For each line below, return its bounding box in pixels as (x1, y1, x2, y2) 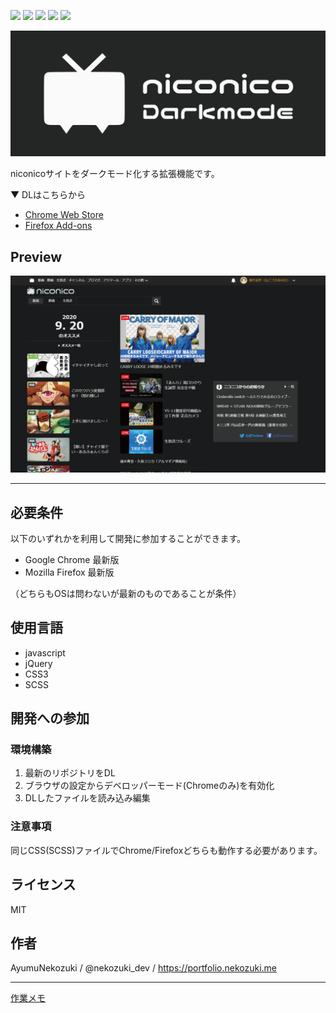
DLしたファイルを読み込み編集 (24, 792, 151, 804)
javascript (24, 646, 66, 659)
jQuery (24, 657, 53, 669)
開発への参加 (10, 710, 90, 727)
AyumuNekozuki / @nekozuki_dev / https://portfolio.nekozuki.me (10, 962, 278, 974)
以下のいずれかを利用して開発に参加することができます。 (10, 532, 247, 544)
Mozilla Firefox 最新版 (24, 566, 115, 578)
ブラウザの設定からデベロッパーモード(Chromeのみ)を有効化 (24, 780, 275, 792)
